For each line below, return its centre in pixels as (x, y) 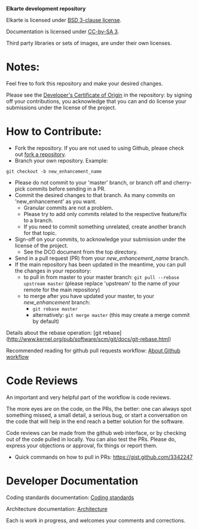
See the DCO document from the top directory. (81, 252)
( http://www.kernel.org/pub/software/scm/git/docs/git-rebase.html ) (89, 339)
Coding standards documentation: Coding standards (70, 497)
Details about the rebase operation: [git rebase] (64, 332)
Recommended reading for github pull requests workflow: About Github (93, 350)
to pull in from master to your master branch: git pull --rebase (101, 277)
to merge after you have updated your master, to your (89, 296)
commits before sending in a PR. (66, 189)
